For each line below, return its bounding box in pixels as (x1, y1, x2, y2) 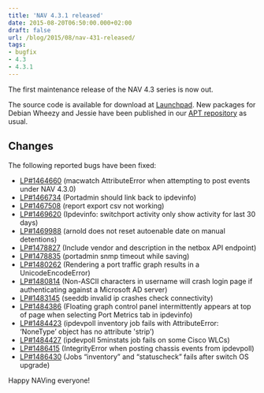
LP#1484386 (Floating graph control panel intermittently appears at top (19, 301, 251, 311)
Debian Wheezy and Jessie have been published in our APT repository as (8, 108, 247, 118)
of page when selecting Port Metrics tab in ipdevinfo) (19, 309, 193, 320)
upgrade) (19, 360, 50, 369)
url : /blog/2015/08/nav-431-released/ (8, 33, 136, 42)
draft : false (8, 26, 51, 34)
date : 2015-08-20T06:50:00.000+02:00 (8, 19, 132, 27)
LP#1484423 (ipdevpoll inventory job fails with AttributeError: (19, 318, 219, 327)
